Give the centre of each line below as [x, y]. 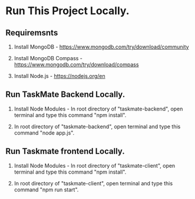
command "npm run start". [46, 190]
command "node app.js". [44, 133]
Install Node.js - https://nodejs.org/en [60, 76]
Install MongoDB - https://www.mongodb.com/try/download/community [101, 47]
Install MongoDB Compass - [48, 58]
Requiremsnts [32, 33]
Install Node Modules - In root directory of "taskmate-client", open [95, 165]
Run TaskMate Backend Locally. [65, 95]
